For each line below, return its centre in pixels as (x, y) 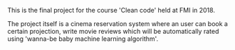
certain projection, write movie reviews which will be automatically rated (113, 31)
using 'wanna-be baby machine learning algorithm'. (83, 39)
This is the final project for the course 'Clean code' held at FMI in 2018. (111, 10)
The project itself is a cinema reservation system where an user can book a (117, 24)
